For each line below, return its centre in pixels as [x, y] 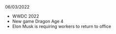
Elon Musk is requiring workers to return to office [62, 26]
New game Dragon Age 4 [38, 21]
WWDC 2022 [25, 16]
